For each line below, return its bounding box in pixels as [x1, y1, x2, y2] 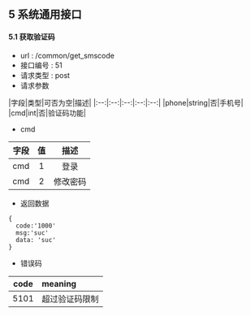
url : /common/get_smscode [19, 50, 115, 60]
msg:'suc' [15, 228, 49, 237]
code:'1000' [15, 222, 57, 230]
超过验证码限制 [41, 293, 99, 305]
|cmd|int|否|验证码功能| [8, 108, 87, 118]
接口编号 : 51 [19, 60, 63, 70]
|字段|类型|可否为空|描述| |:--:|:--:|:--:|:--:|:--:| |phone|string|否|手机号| [8, 97, 244, 107]
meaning [41, 278, 77, 289]
